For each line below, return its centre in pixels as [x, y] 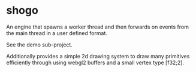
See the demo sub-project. [40, 45]
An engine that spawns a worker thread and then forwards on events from [97, 27]
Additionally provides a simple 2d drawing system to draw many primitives [98, 56]
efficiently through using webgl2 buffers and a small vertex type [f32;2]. [95, 62]
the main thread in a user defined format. [57, 33]
